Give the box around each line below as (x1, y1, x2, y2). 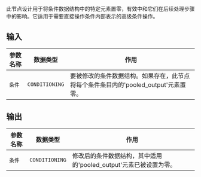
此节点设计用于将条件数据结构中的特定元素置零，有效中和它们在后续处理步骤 (6, 5, 195, 12)
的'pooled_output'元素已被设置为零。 (72, 160, 176, 169)
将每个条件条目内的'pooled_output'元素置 (69, 80, 187, 89)
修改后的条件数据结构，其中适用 (72, 151, 163, 160)
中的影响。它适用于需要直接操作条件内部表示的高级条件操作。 (6, 13, 159, 20)
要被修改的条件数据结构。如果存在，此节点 (69, 71, 190, 80)
